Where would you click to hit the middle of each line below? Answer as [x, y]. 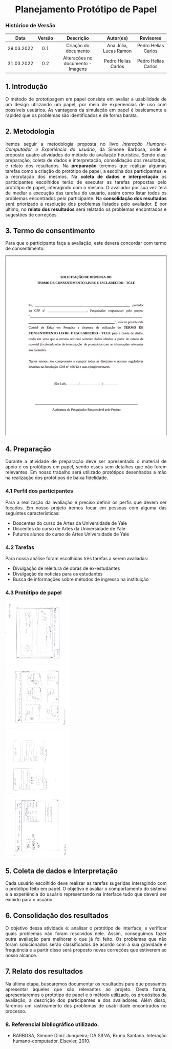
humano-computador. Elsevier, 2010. [51, 1041]
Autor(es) [117, 38]
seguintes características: [33, 513]
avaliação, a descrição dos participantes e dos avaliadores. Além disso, [86, 1000]
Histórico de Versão [30, 26]
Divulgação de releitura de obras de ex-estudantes [66, 568]
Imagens [78, 69]
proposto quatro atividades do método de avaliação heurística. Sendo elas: [86, 154]
